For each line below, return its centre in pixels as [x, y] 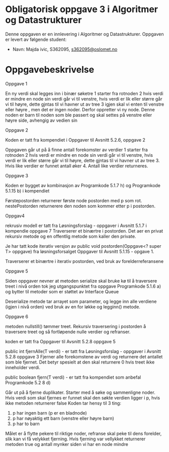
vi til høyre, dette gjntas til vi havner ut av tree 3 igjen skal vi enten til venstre [85, 104]
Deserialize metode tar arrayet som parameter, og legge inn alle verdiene [81, 301]
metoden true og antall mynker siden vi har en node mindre [67, 444]
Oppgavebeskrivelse [50, 70]
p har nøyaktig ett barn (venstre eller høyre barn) [63, 418]
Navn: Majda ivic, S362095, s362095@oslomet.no [65, 49]
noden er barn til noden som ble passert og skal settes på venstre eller [79, 115]
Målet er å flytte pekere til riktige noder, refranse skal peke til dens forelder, [83, 433]
